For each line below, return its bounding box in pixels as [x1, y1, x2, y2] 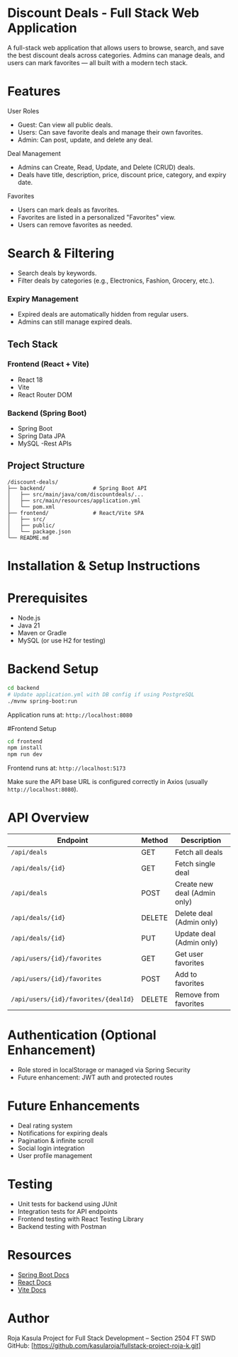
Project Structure [7, 460, 85, 472]
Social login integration [17, 1144, 85, 1152]
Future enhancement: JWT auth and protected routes [17, 1073, 174, 1081]
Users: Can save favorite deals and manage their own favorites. [17, 127, 203, 136]
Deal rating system [17, 1121, 73, 1130]
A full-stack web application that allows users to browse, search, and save [7, 43, 225, 52]
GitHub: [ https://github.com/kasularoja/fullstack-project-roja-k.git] [7, 1341, 201, 1350]
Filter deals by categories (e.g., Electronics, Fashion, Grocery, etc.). [17, 276, 215, 285]
